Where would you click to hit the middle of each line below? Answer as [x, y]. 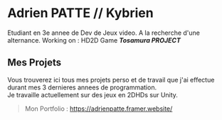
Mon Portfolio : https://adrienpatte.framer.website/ [99, 109]
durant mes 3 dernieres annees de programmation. [82, 87]
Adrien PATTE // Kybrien [81, 13]
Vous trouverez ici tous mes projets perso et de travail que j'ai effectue [111, 80]
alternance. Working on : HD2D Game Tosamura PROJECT [94, 40]
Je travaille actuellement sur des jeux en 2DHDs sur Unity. [92, 94]
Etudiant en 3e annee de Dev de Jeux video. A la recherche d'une [104, 33]
